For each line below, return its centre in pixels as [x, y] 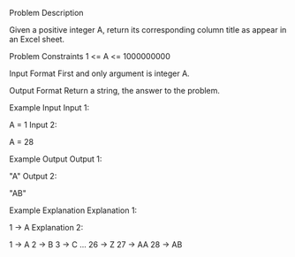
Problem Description [46, 13]
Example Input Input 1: [49, 108]
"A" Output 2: [33, 176]
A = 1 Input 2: [33, 125]
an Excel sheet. [37, 39]
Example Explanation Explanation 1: [73, 210]
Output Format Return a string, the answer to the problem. [115, 91]
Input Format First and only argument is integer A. [99, 73]
